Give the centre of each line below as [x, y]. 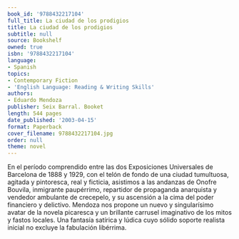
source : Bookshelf [35, 41]
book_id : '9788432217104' [46, 14]
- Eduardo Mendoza [35, 101]
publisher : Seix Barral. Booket [55, 107]
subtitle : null [30, 34]
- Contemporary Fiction [43, 80]
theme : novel [27, 147]
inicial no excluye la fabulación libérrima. [67, 228]
